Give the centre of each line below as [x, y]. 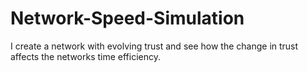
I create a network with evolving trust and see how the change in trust [154, 46]
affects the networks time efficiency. [86, 56]
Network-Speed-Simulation [127, 18]
